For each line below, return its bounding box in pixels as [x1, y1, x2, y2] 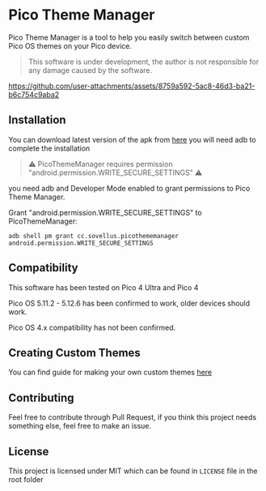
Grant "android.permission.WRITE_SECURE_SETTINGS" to [8, 207, 202, 217]
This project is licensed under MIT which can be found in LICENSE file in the [8, 466, 258, 476]
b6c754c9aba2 [8, 89, 60, 99]
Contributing [8, 391, 74, 404]
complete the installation [8, 143, 91, 153]
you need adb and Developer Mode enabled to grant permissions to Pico [8, 183, 251, 193]
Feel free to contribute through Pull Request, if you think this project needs [8, 412, 257, 422]
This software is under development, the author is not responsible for [27, 57, 260, 66]
